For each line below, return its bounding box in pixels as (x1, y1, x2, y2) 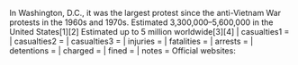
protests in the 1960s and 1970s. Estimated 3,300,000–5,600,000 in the (9, 17, 274, 28)
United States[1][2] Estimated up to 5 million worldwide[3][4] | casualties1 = (9, 27, 290, 37)
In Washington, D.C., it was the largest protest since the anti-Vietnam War (9, 8, 282, 18)
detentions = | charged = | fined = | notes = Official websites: (9, 45, 236, 56)
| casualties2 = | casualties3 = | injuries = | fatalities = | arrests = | (9, 36, 254, 46)
